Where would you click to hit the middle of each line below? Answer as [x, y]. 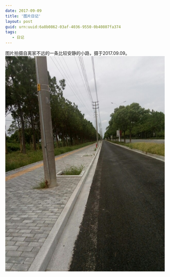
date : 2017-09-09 [24, 11]
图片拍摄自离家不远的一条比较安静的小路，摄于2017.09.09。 [68, 53]
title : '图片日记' [23, 16]
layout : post [19, 21]
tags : [11, 32]
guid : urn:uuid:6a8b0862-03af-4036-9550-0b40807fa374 [63, 27]
